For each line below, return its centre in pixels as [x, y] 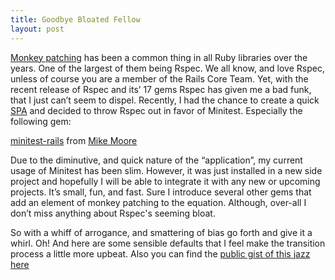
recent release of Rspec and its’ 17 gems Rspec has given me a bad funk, [161, 89]
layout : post [37, 29]
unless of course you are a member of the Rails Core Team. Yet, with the [159, 78]
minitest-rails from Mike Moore [74, 140]
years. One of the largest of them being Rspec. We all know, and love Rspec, [167, 68]
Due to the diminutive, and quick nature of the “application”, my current [156, 160]
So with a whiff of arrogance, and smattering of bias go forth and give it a [161, 232]
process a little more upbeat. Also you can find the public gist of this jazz [160, 253]
